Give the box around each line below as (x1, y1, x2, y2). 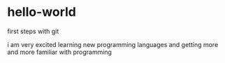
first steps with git (7, 27, 59, 35)
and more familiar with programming (7, 48, 112, 56)
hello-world (7, 4, 77, 20)
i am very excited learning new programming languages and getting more (7, 40, 219, 48)
